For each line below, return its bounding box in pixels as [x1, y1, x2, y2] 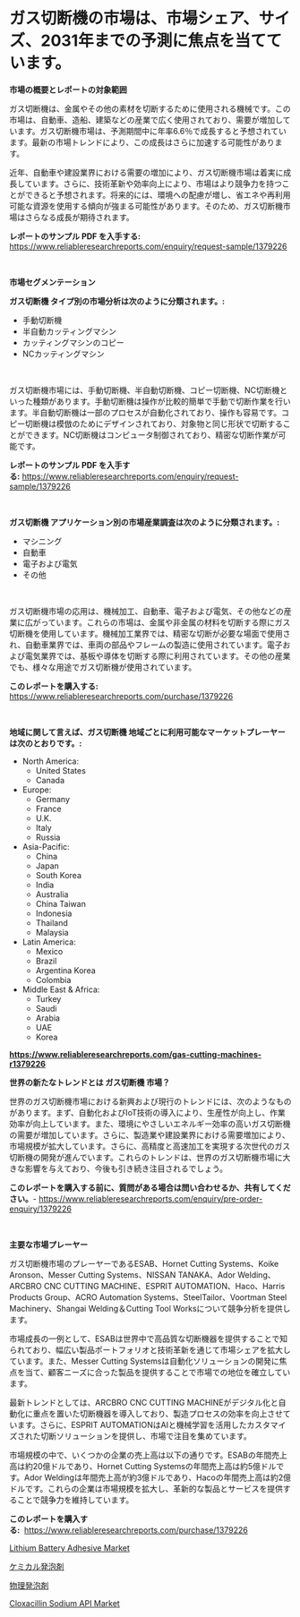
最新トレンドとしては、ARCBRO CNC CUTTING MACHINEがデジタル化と [9, 1397, 279, 1407]
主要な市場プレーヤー [9, 1239, 88, 1250]
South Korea [35, 869, 82, 880]
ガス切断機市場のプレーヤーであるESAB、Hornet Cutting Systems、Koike [9, 1258, 279, 1269]
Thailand [35, 917, 69, 928]
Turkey [35, 993, 62, 1004]
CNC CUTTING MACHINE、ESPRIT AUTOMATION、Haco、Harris [43, 1280, 286, 1291]
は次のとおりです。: [9, 738, 82, 749]
